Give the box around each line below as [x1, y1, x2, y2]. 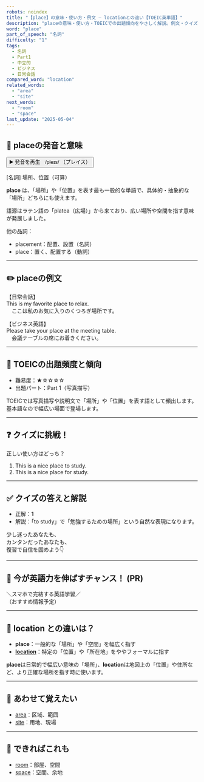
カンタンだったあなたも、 [6, 539, 70, 546]
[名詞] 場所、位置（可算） [6, 174, 71, 181]
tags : [6, 43, 20, 49]
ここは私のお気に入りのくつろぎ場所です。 [11, 307, 118, 314]
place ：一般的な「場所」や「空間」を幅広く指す [15, 640, 137, 647]
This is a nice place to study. [15, 462, 87, 469]
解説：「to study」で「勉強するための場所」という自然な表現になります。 [15, 518, 197, 525]
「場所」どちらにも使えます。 [6, 194, 81, 202]
